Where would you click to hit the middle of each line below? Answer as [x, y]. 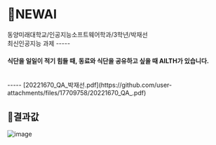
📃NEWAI [32, 14]
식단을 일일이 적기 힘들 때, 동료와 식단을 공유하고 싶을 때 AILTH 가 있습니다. [108, 61]
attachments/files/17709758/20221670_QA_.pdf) [77, 93]
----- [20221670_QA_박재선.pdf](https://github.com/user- [90, 85]
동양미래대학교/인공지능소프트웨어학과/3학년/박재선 [78, 34]
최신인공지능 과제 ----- [39, 43]
